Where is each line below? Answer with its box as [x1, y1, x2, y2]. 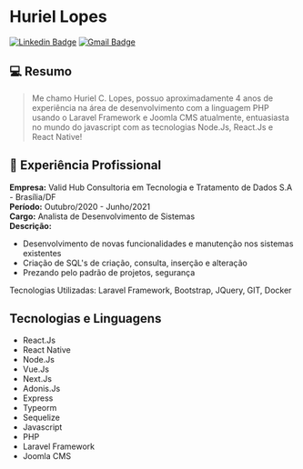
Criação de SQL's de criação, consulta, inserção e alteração [22, 257, 247, 268]
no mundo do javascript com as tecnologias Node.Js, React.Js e [31, 121, 274, 133]
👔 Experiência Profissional [9, 157, 162, 174]
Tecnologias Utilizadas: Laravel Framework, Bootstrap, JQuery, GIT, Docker [9, 284, 292, 295]
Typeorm [22, 403, 57, 414]
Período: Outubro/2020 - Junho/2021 [9, 201, 151, 212]
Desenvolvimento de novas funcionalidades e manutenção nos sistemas [22, 238, 294, 249]
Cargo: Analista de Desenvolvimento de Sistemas [9, 211, 196, 222]
